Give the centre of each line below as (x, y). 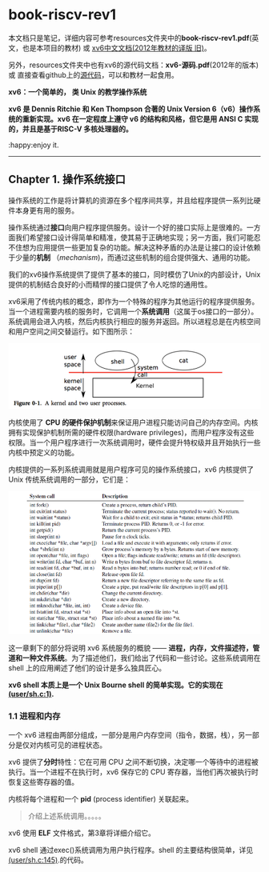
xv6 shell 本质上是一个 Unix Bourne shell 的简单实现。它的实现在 (116, 685)
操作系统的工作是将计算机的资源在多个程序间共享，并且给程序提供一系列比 (131, 200)
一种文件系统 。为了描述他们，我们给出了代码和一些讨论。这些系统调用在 (141, 658)
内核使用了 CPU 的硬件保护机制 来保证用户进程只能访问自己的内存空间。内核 (133, 422)
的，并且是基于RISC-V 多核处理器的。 (71, 129)
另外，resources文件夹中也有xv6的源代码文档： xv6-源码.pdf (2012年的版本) (133, 65)
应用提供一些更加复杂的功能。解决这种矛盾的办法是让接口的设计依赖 (148, 247)
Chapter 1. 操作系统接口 (67, 180)
